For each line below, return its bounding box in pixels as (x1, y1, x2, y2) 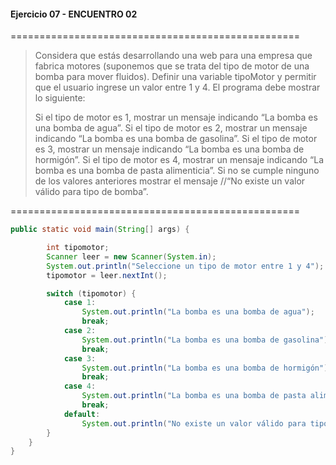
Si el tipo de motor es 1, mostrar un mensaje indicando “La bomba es (34, 111, 318, 124)
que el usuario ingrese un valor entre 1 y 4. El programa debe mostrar (34, 81, 321, 94)
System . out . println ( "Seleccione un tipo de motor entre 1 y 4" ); (46, 261, 325, 271)
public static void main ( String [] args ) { (10, 225, 190, 235)
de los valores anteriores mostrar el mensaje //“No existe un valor (34, 175, 306, 187)
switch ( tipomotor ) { (46, 288, 137, 299)
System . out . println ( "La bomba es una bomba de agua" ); (81, 307, 315, 317)
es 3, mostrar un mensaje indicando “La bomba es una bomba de (34, 143, 305, 155)
